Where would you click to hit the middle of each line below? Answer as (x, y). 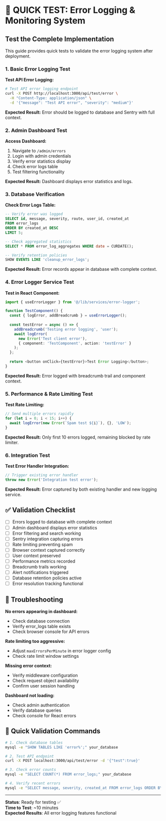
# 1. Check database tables (34, 743)
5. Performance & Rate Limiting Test (49, 394)
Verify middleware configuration (45, 675)
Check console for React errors (44, 716)
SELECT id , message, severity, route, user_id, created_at (67, 219)
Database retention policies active (47, 578)
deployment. (18, 56)
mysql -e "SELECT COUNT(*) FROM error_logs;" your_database (68, 774)
